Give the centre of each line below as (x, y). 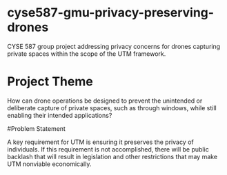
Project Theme (50, 82)
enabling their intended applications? (60, 115)
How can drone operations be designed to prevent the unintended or (105, 101)
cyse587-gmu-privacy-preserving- (111, 13)
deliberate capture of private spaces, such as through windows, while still (112, 107)
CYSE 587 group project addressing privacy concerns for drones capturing (114, 46)
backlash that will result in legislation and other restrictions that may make (112, 156)
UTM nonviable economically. (49, 164)
